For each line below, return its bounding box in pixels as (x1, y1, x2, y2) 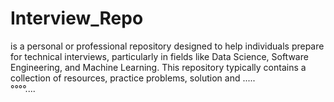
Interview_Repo (10, 7, 144, 30)
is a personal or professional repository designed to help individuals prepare (10, 40, 325, 52)
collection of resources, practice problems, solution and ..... (10, 72, 256, 84)
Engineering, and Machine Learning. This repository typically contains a (10, 61, 307, 73)
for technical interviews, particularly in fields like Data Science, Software (10, 50, 309, 62)
